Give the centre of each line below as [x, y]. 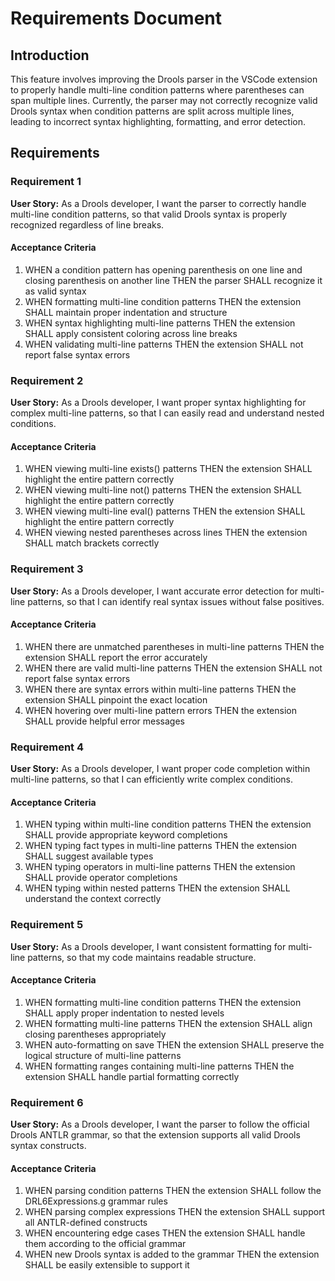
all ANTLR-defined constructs [86, 1223]
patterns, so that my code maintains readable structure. [142, 957]
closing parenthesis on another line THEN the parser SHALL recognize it [173, 280]
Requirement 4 [47, 747]
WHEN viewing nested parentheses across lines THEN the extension [166, 533]
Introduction [50, 55]
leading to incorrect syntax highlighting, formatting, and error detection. [158, 121]
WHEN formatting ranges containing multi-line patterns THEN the [159, 1066]
